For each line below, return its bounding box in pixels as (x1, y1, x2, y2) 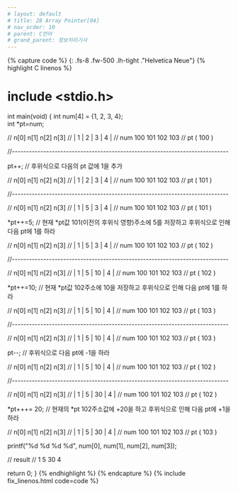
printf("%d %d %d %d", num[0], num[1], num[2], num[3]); (7, 441, 177, 451)
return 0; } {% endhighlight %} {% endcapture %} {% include (7, 469, 186, 478)
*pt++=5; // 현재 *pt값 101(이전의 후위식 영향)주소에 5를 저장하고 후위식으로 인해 (7, 218, 231, 227)
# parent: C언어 (7, 30, 52, 38)
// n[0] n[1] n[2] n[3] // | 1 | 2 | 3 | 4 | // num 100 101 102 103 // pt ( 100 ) (7, 133, 214, 142)
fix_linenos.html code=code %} (7, 477, 99, 485)
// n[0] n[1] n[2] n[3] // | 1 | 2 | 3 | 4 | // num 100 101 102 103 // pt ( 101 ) (7, 176, 212, 184)
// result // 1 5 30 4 (7, 456, 62, 464)
